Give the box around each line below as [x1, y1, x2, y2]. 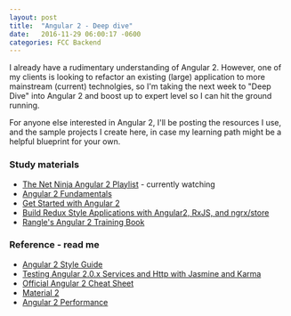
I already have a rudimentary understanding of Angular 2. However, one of [9, 62, 282, 73]
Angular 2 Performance [21, 296, 109, 307]
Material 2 [21, 287, 60, 298]
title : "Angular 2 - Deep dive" [9, 21, 133, 30]
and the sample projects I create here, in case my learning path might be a [9, 126, 282, 138]
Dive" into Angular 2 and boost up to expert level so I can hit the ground [9, 91, 272, 101]
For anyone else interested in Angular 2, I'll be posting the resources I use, [9, 117, 282, 128]
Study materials [9, 158, 80, 171]
